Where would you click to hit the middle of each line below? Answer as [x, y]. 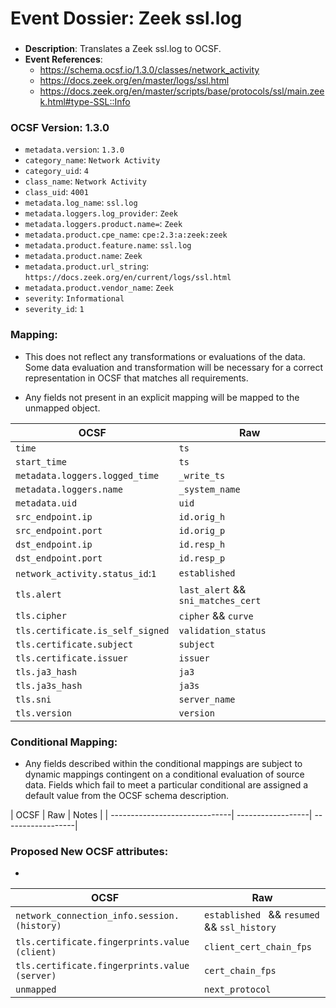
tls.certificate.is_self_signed [92, 630]
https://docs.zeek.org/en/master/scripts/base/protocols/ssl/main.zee [182, 91]
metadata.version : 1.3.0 [74, 149]
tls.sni [33, 699]
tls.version [44, 713]
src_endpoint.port [59, 530]
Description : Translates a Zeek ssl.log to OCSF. [123, 49]
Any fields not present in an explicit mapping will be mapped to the [162, 397]
